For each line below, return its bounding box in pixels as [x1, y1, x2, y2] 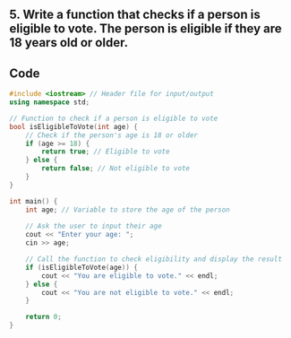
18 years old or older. [9, 35, 128, 50]
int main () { [9, 196, 58, 205]
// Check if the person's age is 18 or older [25, 130, 199, 140]
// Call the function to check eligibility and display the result [25, 255, 282, 264]
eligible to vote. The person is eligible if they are [9, 22, 282, 37]
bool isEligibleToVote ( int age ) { [9, 122, 139, 131]
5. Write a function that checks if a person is [9, 7, 261, 22]
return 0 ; [25, 313, 63, 322]
